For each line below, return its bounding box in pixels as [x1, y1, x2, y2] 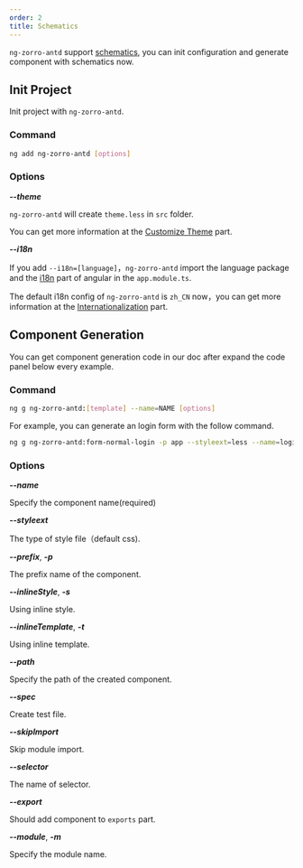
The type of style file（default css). [9, 533, 141, 544]
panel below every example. [9, 360, 115, 371]
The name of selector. [9, 779, 91, 789]
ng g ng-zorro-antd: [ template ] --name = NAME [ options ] [9, 404, 216, 413]
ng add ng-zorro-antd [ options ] [9, 149, 131, 158]
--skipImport [9, 726, 59, 737]
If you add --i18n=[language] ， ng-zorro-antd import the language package [9, 262, 290, 273]
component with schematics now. [9, 56, 134, 67]
